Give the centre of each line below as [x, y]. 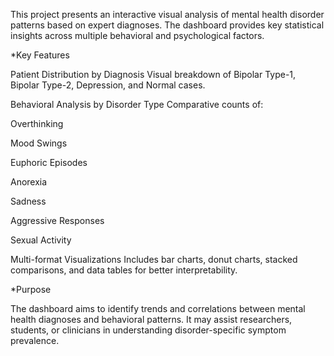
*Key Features [40, 55]
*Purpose [31, 289]
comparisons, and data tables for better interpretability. [124, 270]
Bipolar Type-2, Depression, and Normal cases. [108, 85]
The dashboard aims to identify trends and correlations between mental [158, 308]
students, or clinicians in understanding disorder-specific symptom [148, 330]
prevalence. [35, 340]
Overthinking [37, 123]
